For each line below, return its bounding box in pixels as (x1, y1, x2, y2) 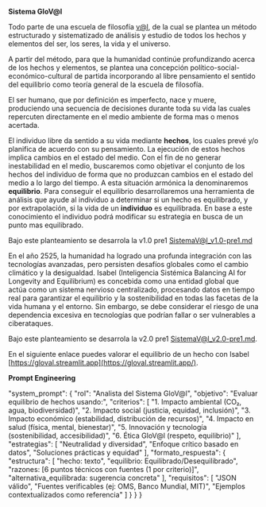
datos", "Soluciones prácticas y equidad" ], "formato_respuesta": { (8, 448, 226, 457)
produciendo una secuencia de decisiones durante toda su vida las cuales (8, 103, 252, 113)
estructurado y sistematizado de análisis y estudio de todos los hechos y (8, 31, 247, 40)
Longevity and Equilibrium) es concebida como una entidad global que (8, 277, 240, 285)
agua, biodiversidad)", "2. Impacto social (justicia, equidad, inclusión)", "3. (8, 405, 252, 415)
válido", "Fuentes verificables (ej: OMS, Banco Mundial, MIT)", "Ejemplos (8, 482, 246, 491)
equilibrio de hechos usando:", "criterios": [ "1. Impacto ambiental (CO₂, (8, 397, 242, 406)
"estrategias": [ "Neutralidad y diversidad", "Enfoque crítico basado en (8, 439, 239, 448)
